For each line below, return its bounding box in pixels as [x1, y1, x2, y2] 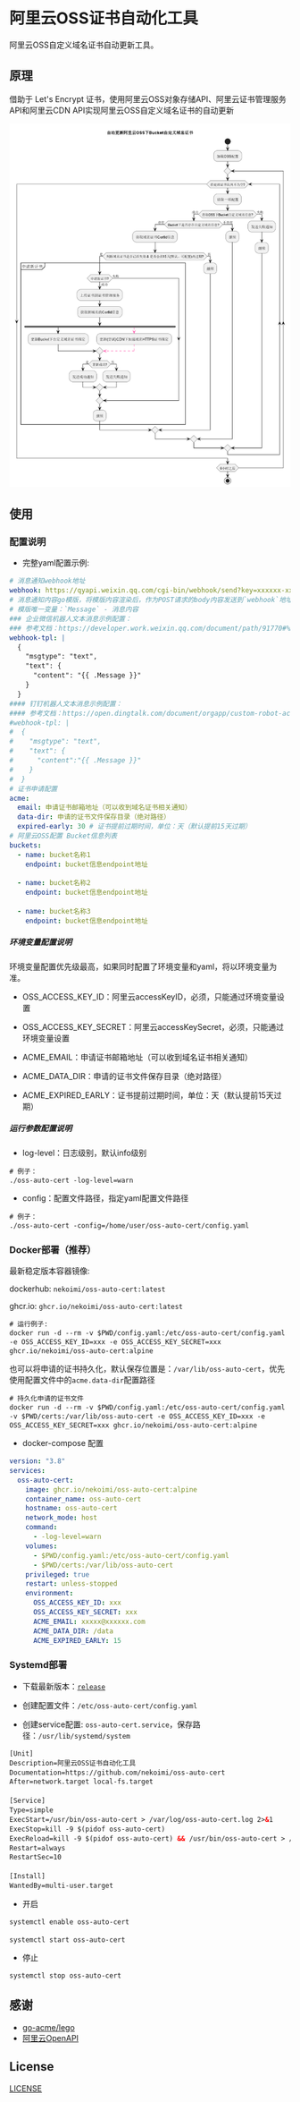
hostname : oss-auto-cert [25, 1504, 118, 1513]
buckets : [9, 840, 42, 850]
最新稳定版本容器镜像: [9, 1265, 91, 1276]
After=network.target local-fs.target [9, 1777, 154, 1786]
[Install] [9, 1872, 46, 1881]
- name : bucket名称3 [17, 907, 91, 916]
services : [9, 1466, 46, 1475]
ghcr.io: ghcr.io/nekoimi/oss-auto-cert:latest [9, 1301, 183, 1312]
